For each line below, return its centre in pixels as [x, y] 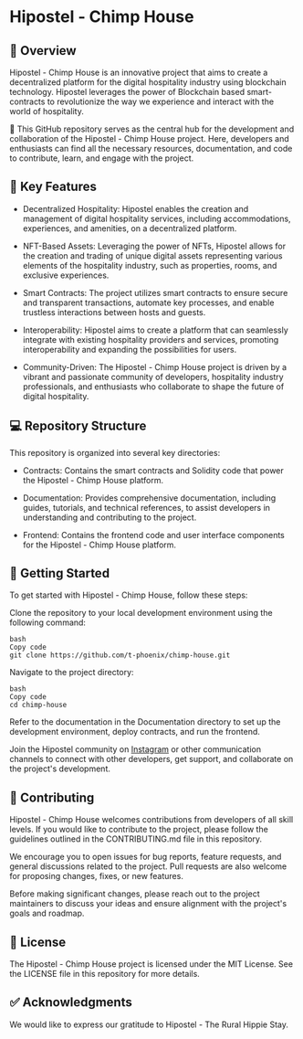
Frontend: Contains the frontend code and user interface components [153, 535]
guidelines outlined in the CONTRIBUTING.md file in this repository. [136, 839]
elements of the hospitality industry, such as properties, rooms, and [150, 265]
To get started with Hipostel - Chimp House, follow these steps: [129, 595]
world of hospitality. [47, 111]
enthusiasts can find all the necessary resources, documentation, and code [151, 148]
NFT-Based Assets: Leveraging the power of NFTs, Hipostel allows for [154, 246]
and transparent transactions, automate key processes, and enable [148, 302]
